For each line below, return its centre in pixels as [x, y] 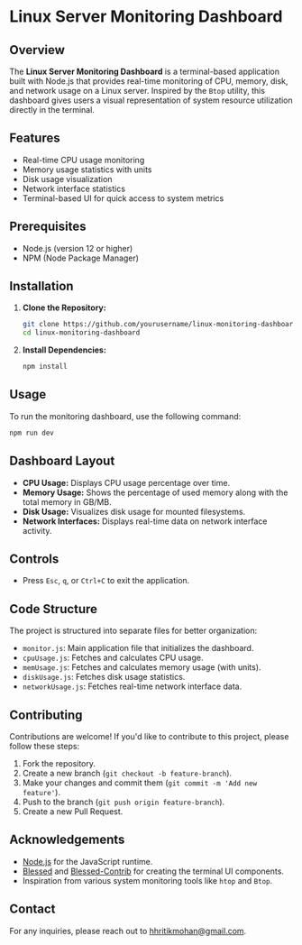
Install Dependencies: [64, 350]
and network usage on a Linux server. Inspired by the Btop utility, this [137, 91]
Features [35, 138]
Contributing [46, 715]
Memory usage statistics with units [87, 170]
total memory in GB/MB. [67, 501]
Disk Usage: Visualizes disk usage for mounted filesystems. [134, 511]
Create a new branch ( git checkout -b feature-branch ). [127, 773]
